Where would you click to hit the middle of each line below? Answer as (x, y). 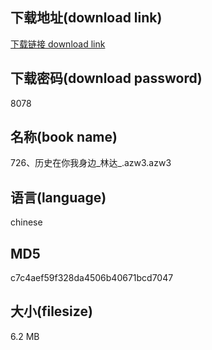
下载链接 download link (58, 44)
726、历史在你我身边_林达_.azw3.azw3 (91, 163)
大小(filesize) (51, 311)
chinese (26, 222)
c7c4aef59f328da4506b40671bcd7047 (92, 278)
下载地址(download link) (86, 18)
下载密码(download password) (106, 78)
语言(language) (58, 197)
